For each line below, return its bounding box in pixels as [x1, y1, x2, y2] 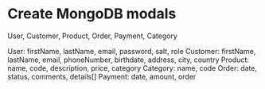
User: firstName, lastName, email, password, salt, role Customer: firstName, [7, 46, 256, 56]
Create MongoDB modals [7, 5, 177, 23]
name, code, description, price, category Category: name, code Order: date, [7, 63, 258, 72]
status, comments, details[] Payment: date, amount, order [7, 72, 197, 81]
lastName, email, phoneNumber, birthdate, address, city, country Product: [7, 55, 250, 64]
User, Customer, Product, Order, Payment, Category [7, 31, 178, 41]
